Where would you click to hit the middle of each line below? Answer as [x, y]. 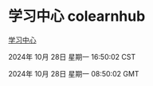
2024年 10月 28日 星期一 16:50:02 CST [72, 57]
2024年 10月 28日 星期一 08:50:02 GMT [74, 73]
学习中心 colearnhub [77, 16]
